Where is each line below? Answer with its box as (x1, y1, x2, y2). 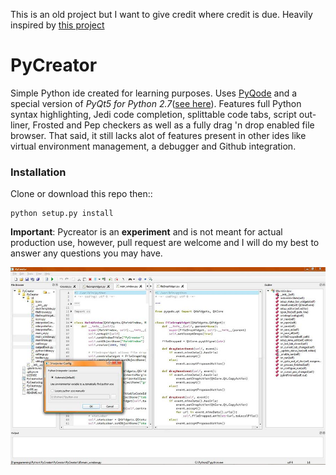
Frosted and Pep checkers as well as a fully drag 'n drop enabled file (32, 119, 315, 131)
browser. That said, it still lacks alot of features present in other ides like (10, 129, 307, 141)
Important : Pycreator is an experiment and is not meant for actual (10, 226, 283, 238)
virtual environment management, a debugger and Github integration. (10, 140, 297, 152)
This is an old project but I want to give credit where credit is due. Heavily (10, 9, 313, 20)
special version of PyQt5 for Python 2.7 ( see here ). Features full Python (10, 97, 302, 109)
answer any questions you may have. (10, 247, 163, 259)
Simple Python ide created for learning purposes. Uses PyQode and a (10, 87, 298, 99)
